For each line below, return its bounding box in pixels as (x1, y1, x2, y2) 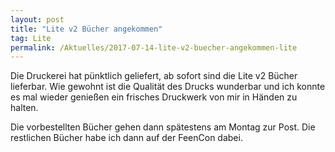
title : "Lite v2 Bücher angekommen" (10, 24, 163, 34)
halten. (10, 102, 39, 114)
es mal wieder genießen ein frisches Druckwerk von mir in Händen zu (10, 91, 298, 103)
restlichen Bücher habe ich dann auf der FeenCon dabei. (10, 132, 243, 144)
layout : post (10, 14, 65, 25)
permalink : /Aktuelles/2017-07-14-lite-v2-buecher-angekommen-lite (10, 42, 298, 53)
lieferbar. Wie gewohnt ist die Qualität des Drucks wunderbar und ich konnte (10, 81, 326, 93)
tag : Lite (10, 33, 52, 43)
